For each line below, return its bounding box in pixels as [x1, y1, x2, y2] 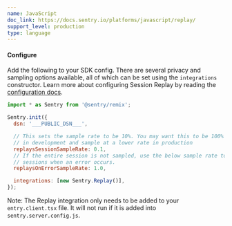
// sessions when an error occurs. [13, 158, 116, 166]
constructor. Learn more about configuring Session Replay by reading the [7, 81, 216, 89]
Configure [7, 50, 37, 59]
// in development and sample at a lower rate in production [13, 139, 193, 146]
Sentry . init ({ [7, 114, 48, 121]
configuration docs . [7, 88, 64, 97]
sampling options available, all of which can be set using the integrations [7, 73, 217, 82]
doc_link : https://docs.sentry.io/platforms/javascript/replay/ [7, 17, 196, 23]
